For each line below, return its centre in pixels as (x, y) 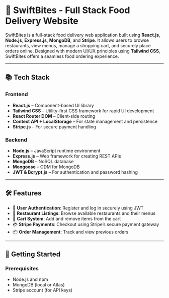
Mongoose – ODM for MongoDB (46, 167)
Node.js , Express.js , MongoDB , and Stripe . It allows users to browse (77, 40)
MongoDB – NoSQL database (43, 161)
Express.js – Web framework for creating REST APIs (67, 156)
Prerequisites (22, 269)
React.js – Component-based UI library (53, 105)
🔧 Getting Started (33, 254)
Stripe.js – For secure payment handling (54, 127)
